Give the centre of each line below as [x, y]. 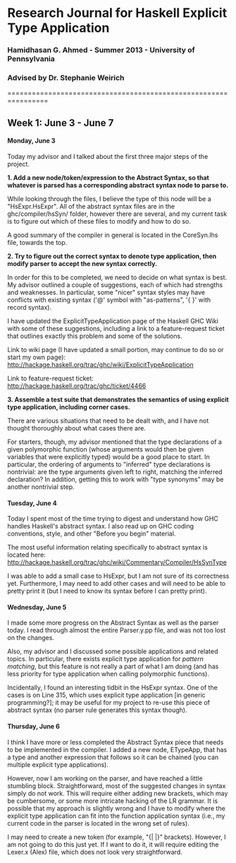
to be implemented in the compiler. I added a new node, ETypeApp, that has [117, 749]
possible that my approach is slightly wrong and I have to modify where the [116, 808]
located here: [26, 555]
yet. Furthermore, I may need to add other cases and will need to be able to [117, 584]
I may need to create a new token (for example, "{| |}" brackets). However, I [117, 837]
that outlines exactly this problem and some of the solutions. [95, 336]
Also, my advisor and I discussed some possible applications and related [113, 651]
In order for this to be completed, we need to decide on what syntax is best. [117, 277]
